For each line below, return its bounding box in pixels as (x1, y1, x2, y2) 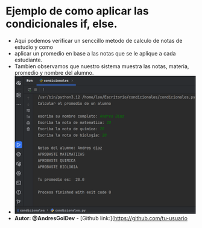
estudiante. (14, 56, 43, 63)
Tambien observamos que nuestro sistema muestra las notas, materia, (14, 62, 189, 70)
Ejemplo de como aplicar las (5, 4, 149, 18)
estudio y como (14, 43, 54, 51)
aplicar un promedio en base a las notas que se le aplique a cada (14, 49, 176, 57)
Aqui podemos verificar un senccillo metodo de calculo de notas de (14, 37, 183, 44)
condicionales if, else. (5, 17, 118, 31)
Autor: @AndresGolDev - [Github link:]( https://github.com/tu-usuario (14, 215, 188, 222)
